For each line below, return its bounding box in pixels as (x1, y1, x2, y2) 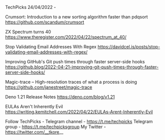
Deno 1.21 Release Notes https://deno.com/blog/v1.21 (5, 94, 115, 100)
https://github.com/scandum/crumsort (5, 19, 84, 25)
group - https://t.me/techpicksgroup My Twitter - (5, 124, 106, 130)
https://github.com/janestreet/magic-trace (5, 84, 92, 90)
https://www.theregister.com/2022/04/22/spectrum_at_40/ (5, 34, 126, 40)
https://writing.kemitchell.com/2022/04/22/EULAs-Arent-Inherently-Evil (5, 109, 153, 115)
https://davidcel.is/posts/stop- (97, 44, 160, 49)
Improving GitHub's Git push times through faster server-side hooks (5, 59, 145, 64)
